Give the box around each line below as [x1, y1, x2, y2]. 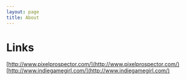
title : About [6, 15, 40, 21]
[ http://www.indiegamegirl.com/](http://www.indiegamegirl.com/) [6, 67, 170, 75]
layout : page [6, 8, 40, 15]
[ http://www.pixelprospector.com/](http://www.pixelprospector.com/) [6, 61, 180, 68]
